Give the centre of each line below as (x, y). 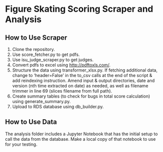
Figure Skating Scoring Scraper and (79, 9)
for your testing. (21, 144)
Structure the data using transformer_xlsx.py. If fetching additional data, (85, 70)
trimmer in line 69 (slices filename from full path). (62, 91)
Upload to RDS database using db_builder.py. (58, 107)
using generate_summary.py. (41, 101)
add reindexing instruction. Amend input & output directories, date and (83, 80)
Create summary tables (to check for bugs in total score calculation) (81, 96)
